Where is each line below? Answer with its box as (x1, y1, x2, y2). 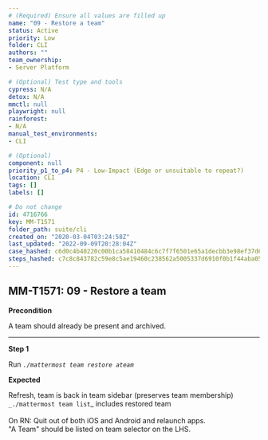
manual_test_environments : (8, 130, 98, 138)
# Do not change (8, 203, 62, 211)
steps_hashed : (8, 255, 56, 263)
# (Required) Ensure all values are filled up (8, 11, 166, 20)
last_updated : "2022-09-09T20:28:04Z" (8, 240, 137, 248)
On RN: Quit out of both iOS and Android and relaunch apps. (8, 415, 206, 425)
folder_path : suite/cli (8, 225, 88, 234)
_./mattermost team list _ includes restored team (8, 399, 171, 408)
